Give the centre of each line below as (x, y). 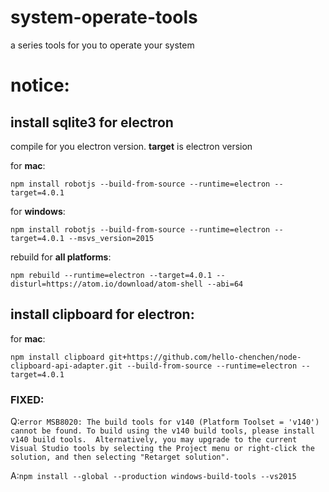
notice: (40, 85)
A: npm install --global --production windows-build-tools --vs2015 (153, 476)
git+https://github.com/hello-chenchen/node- (205, 357)
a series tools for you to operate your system (102, 45)
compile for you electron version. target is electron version (131, 146)
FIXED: (27, 399)
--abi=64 (225, 284)
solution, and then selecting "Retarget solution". (120, 457)
